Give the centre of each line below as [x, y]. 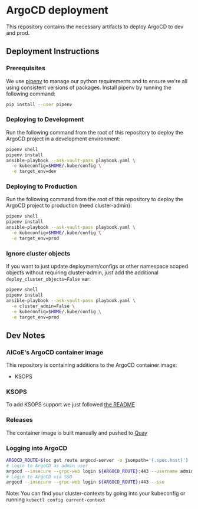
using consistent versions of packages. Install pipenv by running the [89, 87]
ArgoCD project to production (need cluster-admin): [69, 206]
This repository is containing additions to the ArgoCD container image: [92, 365]
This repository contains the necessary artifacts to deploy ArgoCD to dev [95, 27]
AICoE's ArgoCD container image [55, 352]
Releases [20, 420]
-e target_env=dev [34, 172]
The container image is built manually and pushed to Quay [77, 433]
